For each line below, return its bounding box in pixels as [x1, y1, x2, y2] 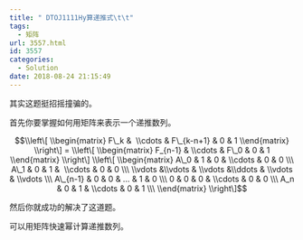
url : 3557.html [9, 38, 67, 48]
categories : [9, 55, 54, 64]
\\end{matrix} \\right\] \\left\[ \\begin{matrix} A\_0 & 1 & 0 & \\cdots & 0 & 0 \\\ [10, 154, 294, 165]
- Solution [17, 64, 59, 73]
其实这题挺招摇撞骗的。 [9, 97, 97, 108]
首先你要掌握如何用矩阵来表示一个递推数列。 [9, 116, 176, 127]
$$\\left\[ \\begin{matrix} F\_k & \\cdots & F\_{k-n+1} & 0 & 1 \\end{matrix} [14, 134, 289, 145]
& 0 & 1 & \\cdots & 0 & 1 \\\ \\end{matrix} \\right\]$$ [56, 182, 248, 194]
